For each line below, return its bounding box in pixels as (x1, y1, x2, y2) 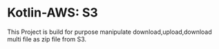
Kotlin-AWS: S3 (7, 5, 98, 21)
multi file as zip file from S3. (7, 35, 87, 43)
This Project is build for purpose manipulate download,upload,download (7, 28, 212, 36)
